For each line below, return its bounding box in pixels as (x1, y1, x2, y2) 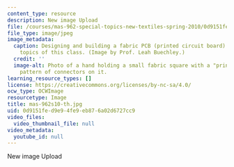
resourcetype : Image (7, 95, 68, 102)
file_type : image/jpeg (7, 29, 73, 37)
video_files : (7, 113, 45, 120)
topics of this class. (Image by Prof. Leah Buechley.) (19, 49, 186, 56)
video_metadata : (7, 127, 54, 134)
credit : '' (13, 56, 45, 63)
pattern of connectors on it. (19, 68, 108, 75)
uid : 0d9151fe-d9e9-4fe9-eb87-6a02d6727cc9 (7, 107, 136, 114)
